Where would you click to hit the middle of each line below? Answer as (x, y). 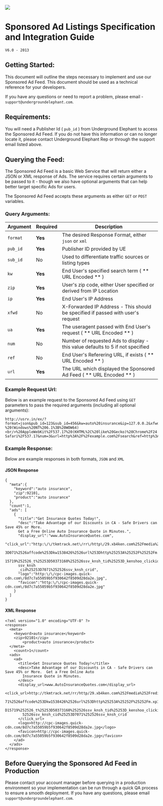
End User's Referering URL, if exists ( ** (108, 354)
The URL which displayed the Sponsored (109, 368)
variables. (15, 201)
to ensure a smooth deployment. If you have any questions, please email (77, 793)
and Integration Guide (50, 37)
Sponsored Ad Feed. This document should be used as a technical (72, 82)
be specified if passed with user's (101, 312)
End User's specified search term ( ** (106, 271)
